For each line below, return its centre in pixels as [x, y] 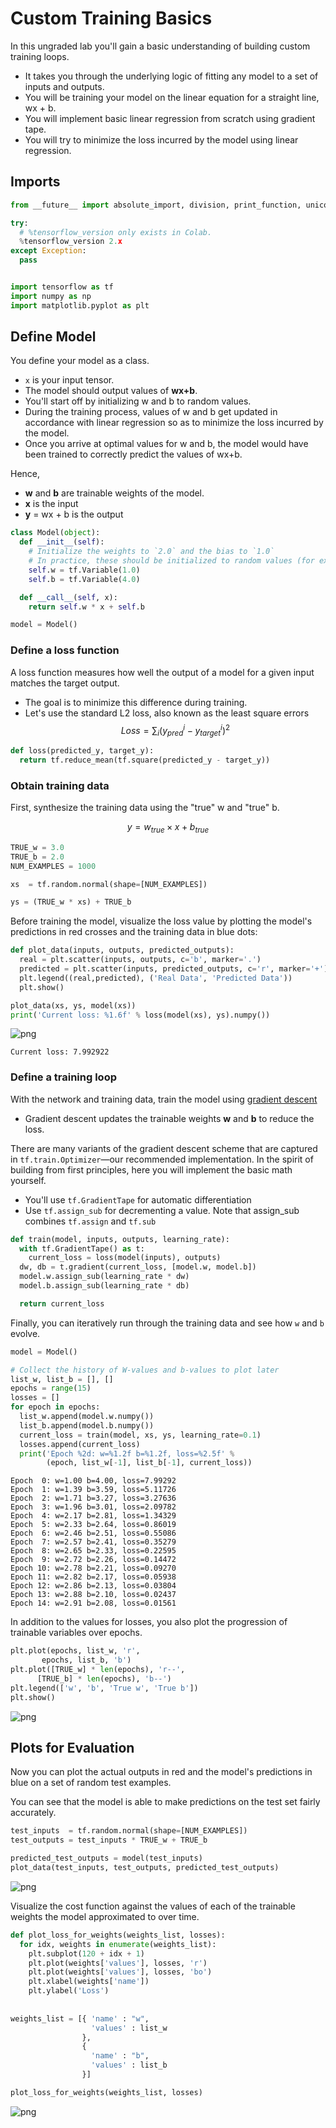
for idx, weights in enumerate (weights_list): [118, 1944]
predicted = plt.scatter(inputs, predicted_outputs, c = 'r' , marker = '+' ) [174, 969]
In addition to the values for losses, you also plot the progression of [149, 1622]
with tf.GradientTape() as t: [82, 1248]
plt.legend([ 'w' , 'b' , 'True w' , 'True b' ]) [104, 1688]
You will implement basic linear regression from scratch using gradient [170, 118]
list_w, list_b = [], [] [62, 1379]
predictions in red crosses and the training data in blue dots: [134, 932]
